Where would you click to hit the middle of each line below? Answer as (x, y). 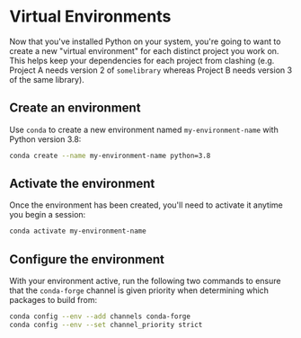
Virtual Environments (90, 17)
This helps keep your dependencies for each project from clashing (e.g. (142, 60)
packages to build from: (53, 300)
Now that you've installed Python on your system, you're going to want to (145, 41)
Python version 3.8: (45, 139)
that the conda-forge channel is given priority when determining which (139, 290)
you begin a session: (48, 215)
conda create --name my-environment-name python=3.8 (110, 156)
